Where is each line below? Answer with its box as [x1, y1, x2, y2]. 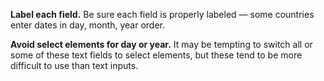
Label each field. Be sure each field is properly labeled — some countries [10, 9, 315, 20]
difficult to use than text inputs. [10, 60, 139, 71]
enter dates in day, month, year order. [10, 19, 165, 31]
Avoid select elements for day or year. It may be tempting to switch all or [10, 39, 313, 50]
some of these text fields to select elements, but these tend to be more [10, 49, 303, 61]
